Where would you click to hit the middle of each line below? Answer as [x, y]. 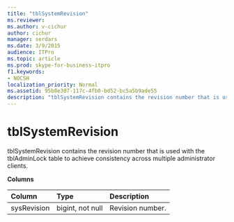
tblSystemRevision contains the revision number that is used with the [106, 151]
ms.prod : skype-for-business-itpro [59, 65]
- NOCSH [18, 78]
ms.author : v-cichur [37, 26]
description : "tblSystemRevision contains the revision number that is [113, 98]
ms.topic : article [34, 59]
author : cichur [29, 33]
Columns [21, 179]
